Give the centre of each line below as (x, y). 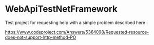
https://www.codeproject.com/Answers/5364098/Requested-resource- (77, 32)
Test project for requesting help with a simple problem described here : (76, 22)
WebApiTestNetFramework (61, 9)
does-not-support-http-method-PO (41, 37)
